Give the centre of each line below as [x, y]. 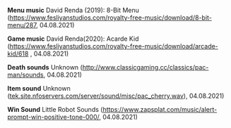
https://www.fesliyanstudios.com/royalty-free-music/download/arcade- [114, 46]
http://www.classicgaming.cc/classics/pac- [146, 67]
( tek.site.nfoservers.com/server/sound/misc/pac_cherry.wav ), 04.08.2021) [116, 96]
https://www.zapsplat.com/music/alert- [160, 109]
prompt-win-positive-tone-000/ [53, 117]
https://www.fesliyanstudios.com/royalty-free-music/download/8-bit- [111, 18]
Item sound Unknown [39, 88]
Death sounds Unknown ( [45, 67]
